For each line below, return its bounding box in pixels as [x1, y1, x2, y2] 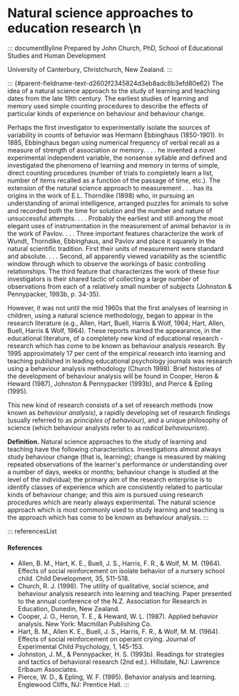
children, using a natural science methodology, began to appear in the [7, 311, 213, 319]
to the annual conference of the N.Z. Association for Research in [17, 597, 207, 605]
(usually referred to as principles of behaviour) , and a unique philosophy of [7, 416, 228, 424]
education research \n [7, 20, 141, 36]
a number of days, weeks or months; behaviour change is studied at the [7, 467, 219, 476]
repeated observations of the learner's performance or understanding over [7, 460, 228, 469]
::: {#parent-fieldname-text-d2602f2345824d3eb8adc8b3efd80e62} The [7, 78, 223, 87]
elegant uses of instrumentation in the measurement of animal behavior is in [7, 221, 231, 230]
